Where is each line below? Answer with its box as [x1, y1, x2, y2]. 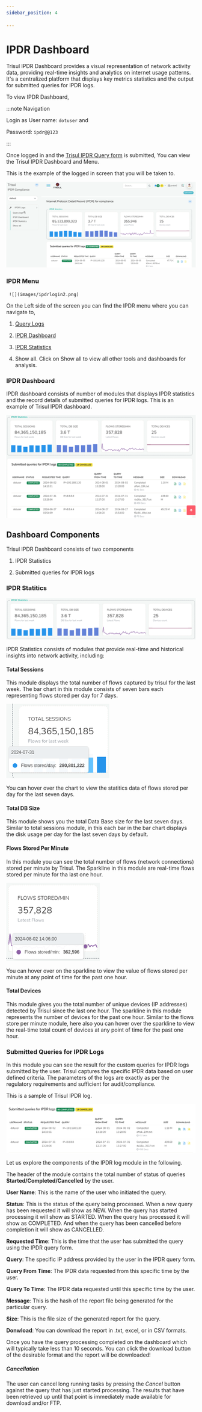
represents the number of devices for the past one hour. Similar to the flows [6, 1013, 194, 1020]
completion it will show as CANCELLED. [6, 1226, 104, 1233]
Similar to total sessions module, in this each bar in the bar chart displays [6, 825, 188, 832]
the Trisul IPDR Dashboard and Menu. [6, 158, 99, 166]
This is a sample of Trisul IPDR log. [6, 1092, 92, 1100]
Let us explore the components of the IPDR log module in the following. [6, 1159, 183, 1166]
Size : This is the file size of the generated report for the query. [6, 1315, 161, 1322]
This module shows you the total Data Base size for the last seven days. [6, 818, 185, 825]
